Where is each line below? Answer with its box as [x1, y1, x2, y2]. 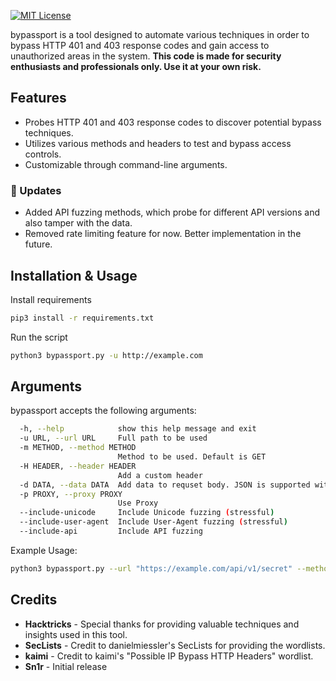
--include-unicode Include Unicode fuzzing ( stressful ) [19, 508, 275, 518]
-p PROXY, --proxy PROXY [19, 489, 123, 499]
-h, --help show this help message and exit [19, 424, 257, 434]
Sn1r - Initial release [24, 660, 108, 672]
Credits [10, 591, 58, 609]
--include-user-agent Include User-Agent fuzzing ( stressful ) [19, 517, 288, 527]
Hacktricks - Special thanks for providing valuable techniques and [24, 618, 300, 630]
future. [24, 238, 53, 250]
